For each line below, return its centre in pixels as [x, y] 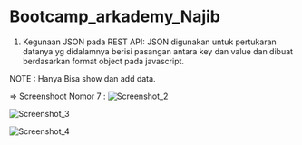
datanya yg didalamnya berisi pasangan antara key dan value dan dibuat [157, 51]
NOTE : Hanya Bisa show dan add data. [83, 78]
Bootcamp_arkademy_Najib [115, 17]
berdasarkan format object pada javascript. [103, 61]
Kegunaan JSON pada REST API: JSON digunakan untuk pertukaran [149, 42]
